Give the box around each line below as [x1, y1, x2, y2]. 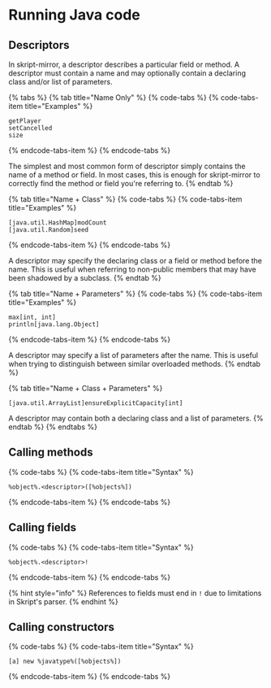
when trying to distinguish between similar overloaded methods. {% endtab [8, 359, 261, 368]
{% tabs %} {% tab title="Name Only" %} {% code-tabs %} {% [8, 93, 219, 102]
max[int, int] [8, 313, 57, 321]
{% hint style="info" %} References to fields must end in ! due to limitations [8, 588, 262, 598]
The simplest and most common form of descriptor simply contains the [8, 161, 246, 171]
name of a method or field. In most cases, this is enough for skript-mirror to [8, 170, 261, 180]
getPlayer [8, 117, 42, 125]
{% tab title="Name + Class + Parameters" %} [8, 384, 163, 393]
